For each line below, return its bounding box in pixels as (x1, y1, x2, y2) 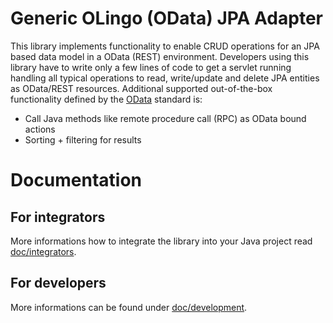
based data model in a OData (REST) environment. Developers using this (10, 50, 310, 62)
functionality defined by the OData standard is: (10, 93, 203, 105)
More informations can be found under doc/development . (10, 301, 248, 313)
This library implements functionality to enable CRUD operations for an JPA (10, 40, 320, 52)
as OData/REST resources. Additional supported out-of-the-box (10, 82, 273, 94)
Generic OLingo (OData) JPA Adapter (10, 7, 323, 30)
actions (24, 123, 56, 135)
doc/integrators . (10, 245, 77, 257)
